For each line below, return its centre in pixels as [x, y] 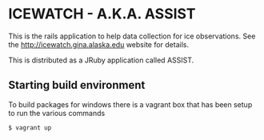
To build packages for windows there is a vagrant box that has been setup [130, 104]
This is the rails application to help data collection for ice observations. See [132, 36]
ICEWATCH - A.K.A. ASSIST [102, 14]
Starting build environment [77, 85]
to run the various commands [57, 113]
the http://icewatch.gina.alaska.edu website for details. [99, 44]
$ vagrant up [30, 128]
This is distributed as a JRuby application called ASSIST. [101, 60]
